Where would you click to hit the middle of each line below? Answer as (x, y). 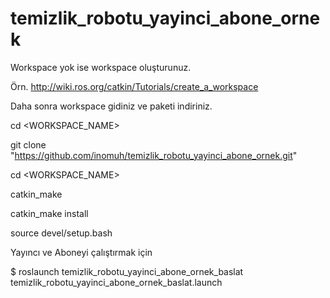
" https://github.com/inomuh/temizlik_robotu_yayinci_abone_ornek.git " (154, 155)
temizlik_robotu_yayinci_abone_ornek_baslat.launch (116, 282)
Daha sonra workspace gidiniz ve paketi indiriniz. (111, 106)
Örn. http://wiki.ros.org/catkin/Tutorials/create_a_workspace (134, 86)
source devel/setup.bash (61, 233)
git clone (28, 144)
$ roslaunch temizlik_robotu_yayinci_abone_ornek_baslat (127, 271)
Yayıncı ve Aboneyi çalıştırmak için (81, 252)
